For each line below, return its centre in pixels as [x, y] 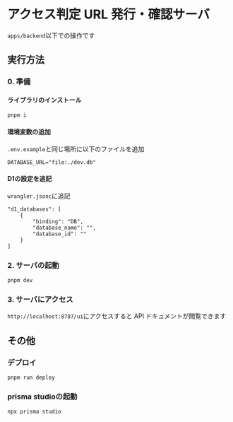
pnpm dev [20, 281]
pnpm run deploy [31, 378]
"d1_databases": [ [34, 209]
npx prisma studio [34, 412]
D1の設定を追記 [30, 179]
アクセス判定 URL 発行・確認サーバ [109, 14]
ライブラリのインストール [44, 100]
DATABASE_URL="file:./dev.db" [52, 162]
